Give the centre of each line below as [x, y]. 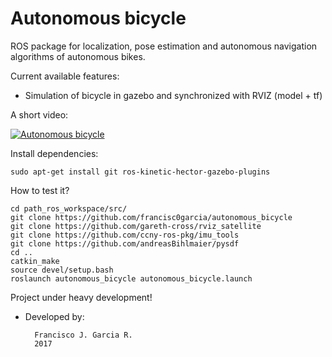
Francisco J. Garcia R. [83, 335]
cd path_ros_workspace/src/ [69, 208]
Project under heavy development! [81, 297]
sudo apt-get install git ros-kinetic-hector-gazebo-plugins [140, 172]
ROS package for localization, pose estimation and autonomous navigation [164, 46]
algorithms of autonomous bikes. [78, 56]
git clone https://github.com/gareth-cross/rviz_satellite [136, 226]
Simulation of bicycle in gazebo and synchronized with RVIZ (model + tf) [173, 95]
